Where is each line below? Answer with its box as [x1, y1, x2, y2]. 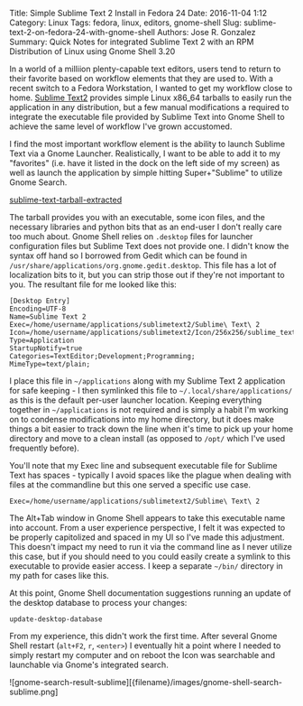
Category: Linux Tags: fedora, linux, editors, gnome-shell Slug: [9, 17, 242, 28]
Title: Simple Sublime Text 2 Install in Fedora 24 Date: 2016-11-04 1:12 [9, 8, 268, 18]
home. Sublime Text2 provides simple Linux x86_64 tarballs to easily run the [9, 92, 292, 103]
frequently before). [9, 442, 79, 453]
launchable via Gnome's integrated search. [9, 659, 169, 670]
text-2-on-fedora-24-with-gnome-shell [9, 27, 156, 37]
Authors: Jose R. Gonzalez [157, 27, 256, 37]
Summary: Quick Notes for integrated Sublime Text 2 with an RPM [9, 36, 254, 47]
